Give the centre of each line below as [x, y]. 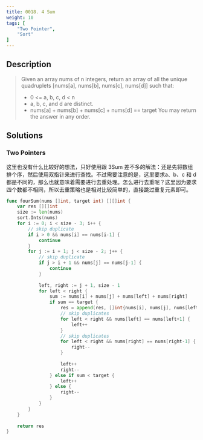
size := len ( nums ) [40, 212]
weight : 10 [20, 18]
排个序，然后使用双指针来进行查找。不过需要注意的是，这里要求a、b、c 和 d [101, 174]
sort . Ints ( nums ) [38, 218]
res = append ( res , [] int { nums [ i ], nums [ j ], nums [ [124, 308]
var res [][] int [38, 206]
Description [29, 64]
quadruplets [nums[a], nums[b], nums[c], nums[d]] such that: [97, 85]
